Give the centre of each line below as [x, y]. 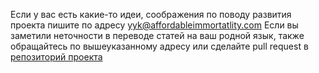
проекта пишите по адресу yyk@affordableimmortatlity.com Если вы [154, 25]
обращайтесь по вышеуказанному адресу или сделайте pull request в [159, 46]
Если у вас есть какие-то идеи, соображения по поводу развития [151, 14]
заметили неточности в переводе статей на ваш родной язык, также [157, 35]
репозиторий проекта [56, 57]
